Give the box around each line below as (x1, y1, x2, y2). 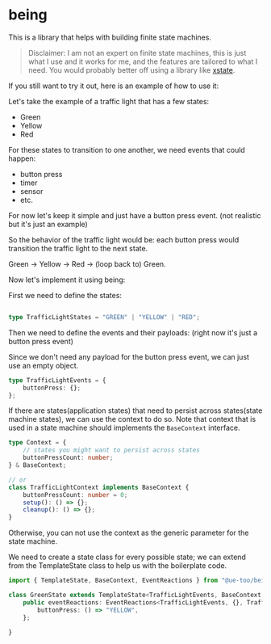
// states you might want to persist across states (23, 446, 200, 454)
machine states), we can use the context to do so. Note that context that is (8, 415, 256, 424)
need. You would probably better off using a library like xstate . (27, 65, 236, 74)
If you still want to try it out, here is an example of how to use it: (8, 81, 219, 90)
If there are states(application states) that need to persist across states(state (8, 406, 263, 415)
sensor (19, 186, 44, 196)
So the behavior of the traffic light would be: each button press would (8, 234, 240, 244)
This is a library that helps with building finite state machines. (8, 32, 212, 42)
